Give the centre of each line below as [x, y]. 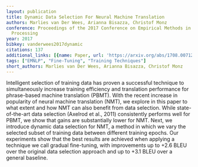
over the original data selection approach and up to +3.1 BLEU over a [89, 152]
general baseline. [27, 158]
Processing [25, 34]
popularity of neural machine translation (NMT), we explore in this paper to [97, 102]
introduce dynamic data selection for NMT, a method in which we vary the [96, 126]
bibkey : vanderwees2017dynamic [44, 45]
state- [184, 108]
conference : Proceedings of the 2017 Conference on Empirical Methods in [99, 28]
